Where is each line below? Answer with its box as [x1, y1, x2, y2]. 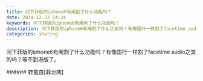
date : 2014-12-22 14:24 [6, 14, 66, 20]
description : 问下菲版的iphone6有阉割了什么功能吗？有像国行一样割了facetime [6, 25, 185, 32]
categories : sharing [6, 31, 59, 37]
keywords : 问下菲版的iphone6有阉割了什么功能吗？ [6, 20, 120, 26]
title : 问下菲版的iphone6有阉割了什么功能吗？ [6, 8, 112, 15]
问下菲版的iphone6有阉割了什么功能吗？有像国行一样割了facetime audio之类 [6, 49, 196, 56]
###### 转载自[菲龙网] [6, 68, 64, 76]
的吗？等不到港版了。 [6, 56, 59, 63]
